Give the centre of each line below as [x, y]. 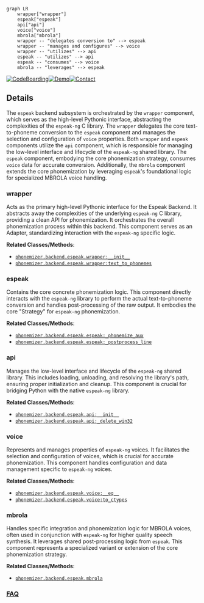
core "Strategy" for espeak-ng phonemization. [63, 312]
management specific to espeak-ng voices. [59, 469]
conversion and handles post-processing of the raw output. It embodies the [101, 305]
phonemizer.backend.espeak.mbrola [59, 579]
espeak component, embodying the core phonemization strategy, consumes [101, 158]
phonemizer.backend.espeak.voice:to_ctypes [71, 500]
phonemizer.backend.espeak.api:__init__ [67, 415]
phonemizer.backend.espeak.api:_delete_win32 [74, 421]
